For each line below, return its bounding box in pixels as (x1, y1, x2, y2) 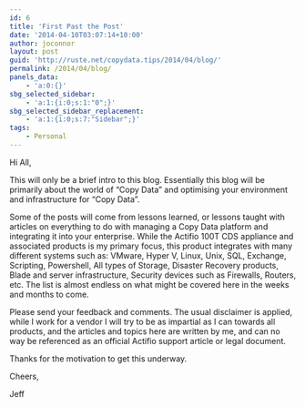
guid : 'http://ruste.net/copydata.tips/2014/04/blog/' (9, 56, 222, 65)
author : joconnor (9, 38, 76, 48)
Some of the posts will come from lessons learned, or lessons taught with (9, 211, 285, 222)
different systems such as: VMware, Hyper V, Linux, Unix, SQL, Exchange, (9, 249, 287, 260)
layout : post (9, 47, 59, 56)
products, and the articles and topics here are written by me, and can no (9, 325, 280, 337)
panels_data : (9, 73, 59, 82)
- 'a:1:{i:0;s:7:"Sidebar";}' (25, 115, 141, 124)
